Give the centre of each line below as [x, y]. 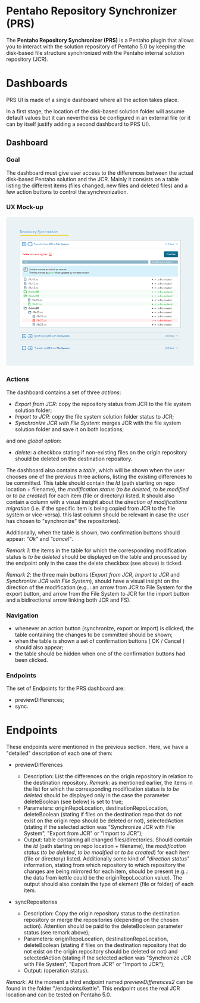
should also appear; [39, 647]
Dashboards [37, 83]
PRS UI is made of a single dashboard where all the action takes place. [93, 100]
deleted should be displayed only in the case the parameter [96, 795]
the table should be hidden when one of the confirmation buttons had [100, 654]
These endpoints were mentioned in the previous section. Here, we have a [97, 747]
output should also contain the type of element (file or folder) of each [109, 884]
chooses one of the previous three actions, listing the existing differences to [99, 476]
